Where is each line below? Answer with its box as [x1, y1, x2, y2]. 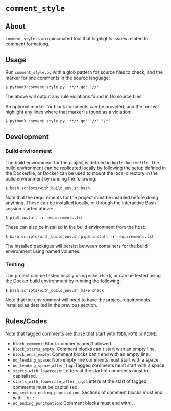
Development [5, 133, 50, 141]
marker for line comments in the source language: [5, 74, 110, 81]
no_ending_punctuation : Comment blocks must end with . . [12, 400, 135, 406]
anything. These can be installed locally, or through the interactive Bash [5, 200, 156, 206]
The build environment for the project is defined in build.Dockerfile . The [5, 159, 159, 165]
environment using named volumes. [5, 248, 81, 254]
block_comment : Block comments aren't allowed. [12, 340, 113, 346]
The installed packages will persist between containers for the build [5, 243, 148, 249]
